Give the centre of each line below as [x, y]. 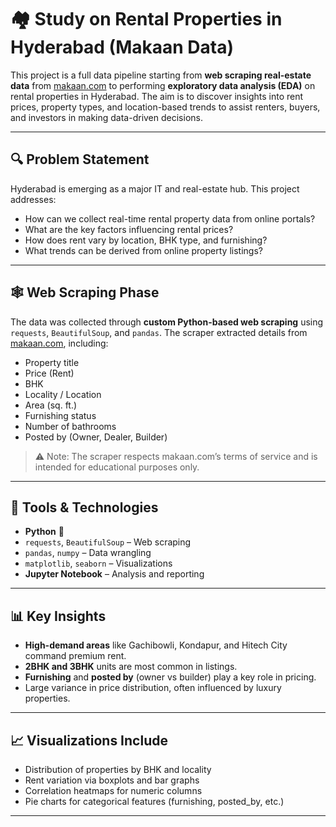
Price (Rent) [49, 373]
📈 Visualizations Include [89, 740]
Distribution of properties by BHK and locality [118, 769]
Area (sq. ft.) [51, 405]
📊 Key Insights [58, 616]
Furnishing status [60, 415]
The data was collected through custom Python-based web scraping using [167, 322]
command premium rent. [75, 656]
